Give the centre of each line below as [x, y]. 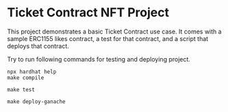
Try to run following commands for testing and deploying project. [99, 59]
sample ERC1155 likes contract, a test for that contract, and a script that [108, 38]
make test [21, 89]
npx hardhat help [32, 72]
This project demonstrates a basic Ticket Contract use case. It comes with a [114, 31]
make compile [26, 78]
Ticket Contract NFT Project [88, 13]
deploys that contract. [38, 46]
